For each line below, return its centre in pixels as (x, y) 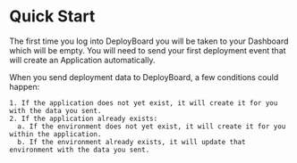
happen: (25, 86)
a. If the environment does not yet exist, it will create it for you (152, 126)
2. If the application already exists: (84, 118)
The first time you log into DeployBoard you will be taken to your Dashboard (149, 41)
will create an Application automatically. (82, 60)
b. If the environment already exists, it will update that (132, 142)
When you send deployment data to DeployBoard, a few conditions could (144, 77)
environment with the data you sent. (80, 150)
